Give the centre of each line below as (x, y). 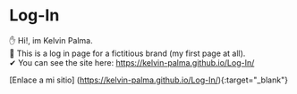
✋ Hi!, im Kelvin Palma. (51, 40)
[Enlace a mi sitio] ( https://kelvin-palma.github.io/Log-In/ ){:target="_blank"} (149, 80)
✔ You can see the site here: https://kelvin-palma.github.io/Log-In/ (132, 62)
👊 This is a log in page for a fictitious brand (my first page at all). (127, 53)
